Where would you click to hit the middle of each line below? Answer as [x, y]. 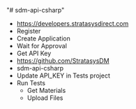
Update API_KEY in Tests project [63, 75]
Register [29, 31]
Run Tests [31, 83]
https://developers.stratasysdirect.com [73, 23]
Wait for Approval [42, 46]
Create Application [43, 38]
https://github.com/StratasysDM [63, 61]
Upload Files [45, 98]
